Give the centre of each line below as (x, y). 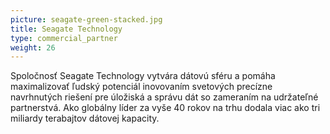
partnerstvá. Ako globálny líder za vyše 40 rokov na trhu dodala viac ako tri (165, 108)
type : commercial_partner (64, 38)
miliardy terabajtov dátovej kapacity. (85, 118)
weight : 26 (33, 47)
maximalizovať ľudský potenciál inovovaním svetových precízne (141, 87)
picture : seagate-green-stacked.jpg (86, 19)
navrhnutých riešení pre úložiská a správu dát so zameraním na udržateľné (164, 97)
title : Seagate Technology (66, 29)
